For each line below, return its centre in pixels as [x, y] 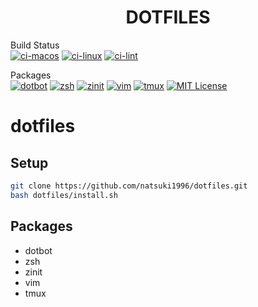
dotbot [38, 250]
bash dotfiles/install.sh [64, 195]
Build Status [35, 45]
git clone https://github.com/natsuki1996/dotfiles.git [129, 186]
